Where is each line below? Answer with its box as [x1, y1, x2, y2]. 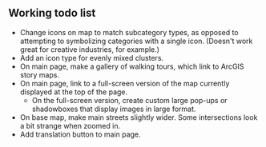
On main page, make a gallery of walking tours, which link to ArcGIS [19, 62, 244, 71]
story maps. [19, 70, 60, 79]
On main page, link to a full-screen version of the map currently [19, 78, 230, 88]
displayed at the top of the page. [19, 87, 128, 97]
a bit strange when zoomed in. [19, 121, 121, 130]
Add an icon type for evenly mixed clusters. [19, 53, 164, 62]
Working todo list [8, 6, 96, 20]
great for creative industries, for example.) [19, 44, 160, 54]
